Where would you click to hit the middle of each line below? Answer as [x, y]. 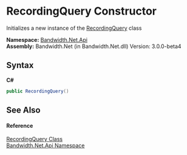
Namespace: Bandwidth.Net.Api [47, 40]
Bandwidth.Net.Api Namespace [46, 146]
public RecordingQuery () [38, 91]
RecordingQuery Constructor [81, 11]
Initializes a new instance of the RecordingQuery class [74, 28]
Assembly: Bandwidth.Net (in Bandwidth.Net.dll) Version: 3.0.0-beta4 [94, 46]
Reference [20, 125]
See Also [23, 110]
